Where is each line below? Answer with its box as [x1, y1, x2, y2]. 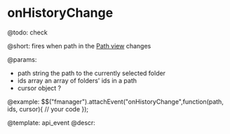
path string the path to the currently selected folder [17, 69, 166, 77]
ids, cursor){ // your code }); [7, 105, 89, 113]
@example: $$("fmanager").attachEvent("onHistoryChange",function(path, [7, 97, 224, 106]
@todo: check [7, 28, 48, 36]
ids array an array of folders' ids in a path [17, 76, 137, 85]
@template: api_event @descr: [7, 118, 96, 127]
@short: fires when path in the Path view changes [7, 41, 151, 50]
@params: [7, 55, 37, 64]
